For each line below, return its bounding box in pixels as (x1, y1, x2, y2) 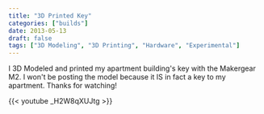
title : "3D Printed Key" (8, 11, 92, 20)
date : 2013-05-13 (8, 26, 67, 35)
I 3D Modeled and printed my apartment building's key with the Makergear (8, 63, 256, 73)
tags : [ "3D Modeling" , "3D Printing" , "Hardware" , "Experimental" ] (8, 42, 241, 50)
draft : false (8, 34, 52, 43)
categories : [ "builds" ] (8, 19, 89, 27)
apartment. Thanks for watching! (8, 81, 117, 91)
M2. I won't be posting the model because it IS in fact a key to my (8, 72, 226, 82)
